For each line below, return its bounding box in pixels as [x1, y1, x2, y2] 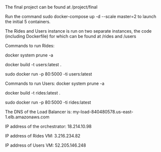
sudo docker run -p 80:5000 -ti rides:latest [5, 99, 91, 105]
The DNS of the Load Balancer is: [5, 109, 72, 114]
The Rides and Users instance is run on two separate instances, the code [5, 28, 152, 34]
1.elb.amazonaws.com [5, 114, 50, 120]
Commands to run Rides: [5, 43, 55, 48]
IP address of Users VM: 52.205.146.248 [5, 142, 86, 148]
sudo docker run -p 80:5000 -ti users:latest [5, 71, 92, 77]
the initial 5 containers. [5, 19, 51, 24]
